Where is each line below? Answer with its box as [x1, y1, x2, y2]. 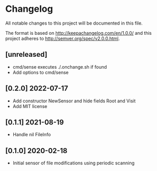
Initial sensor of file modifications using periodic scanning [12, 160, 134, 166]
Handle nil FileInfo [12, 132, 51, 138]
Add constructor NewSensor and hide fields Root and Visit [12, 98, 136, 104]
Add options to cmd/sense [12, 69, 69, 75]
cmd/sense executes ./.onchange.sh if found [12, 63, 107, 70]
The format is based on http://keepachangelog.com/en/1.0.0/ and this [5, 30, 152, 36]
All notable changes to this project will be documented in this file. [5, 20, 143, 26]
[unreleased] [5, 50, 48, 59]
